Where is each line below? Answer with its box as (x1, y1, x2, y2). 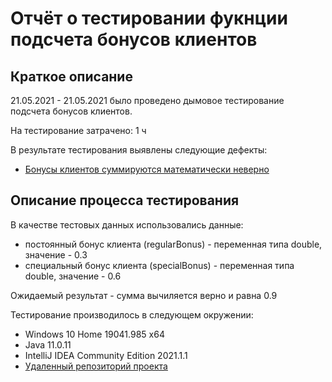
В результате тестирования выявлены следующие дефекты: (10, 144, 268, 156)
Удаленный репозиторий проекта (24, 360, 168, 372)
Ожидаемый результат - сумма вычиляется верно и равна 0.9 (10, 289, 278, 301)
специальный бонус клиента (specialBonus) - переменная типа (24, 259, 295, 271)
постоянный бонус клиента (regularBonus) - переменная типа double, (24, 238, 323, 250)
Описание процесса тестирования (10, 192, 240, 209)
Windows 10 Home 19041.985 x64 (24, 328, 165, 340)
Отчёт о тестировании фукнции (10, 7, 288, 30)
